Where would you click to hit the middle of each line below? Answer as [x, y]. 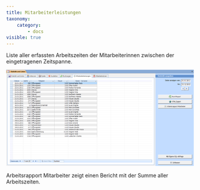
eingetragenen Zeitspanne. [39, 62]
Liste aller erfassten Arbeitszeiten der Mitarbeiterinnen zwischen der [90, 55]
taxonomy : [18, 19]
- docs [36, 31]
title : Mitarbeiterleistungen [44, 12]
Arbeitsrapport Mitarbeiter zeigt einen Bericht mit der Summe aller [87, 175]
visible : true [24, 38]
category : [29, 25]
